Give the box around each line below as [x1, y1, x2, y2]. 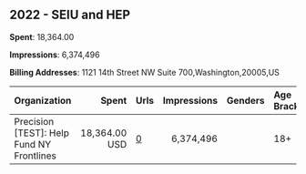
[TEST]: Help [14, 127, 70, 139]
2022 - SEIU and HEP [9, 7, 130, 23]
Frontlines [14, 149, 56, 162]
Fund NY [14, 138, 52, 150]
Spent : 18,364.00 [9, 31, 75, 42]
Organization [14, 94, 72, 107]
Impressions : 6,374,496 [9, 49, 100, 60]
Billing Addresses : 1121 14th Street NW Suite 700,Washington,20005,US [9, 67, 280, 77]
